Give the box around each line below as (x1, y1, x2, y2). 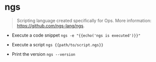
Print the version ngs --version (11, 51, 76, 57)
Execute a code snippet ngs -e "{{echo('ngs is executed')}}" (11, 32, 141, 38)
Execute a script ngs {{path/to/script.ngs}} (11, 41, 104, 47)
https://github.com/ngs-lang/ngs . (16, 22, 85, 28)
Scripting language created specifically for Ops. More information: (16, 18, 152, 23)
